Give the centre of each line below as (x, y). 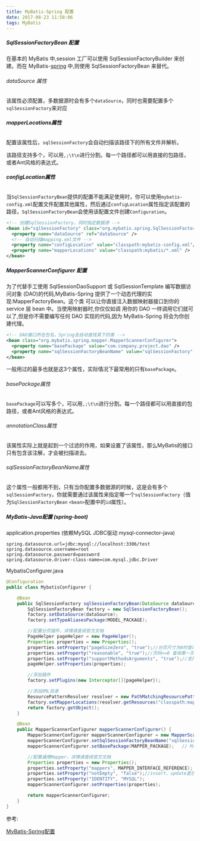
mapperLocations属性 (34, 123)
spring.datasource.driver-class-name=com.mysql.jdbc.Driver (82, 560)
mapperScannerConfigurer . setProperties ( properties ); (94, 785)
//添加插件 (39, 675)
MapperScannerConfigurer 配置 (47, 270)
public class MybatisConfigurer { (49, 587)
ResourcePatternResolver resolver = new (78, 697)
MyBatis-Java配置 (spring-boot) (47, 516)
